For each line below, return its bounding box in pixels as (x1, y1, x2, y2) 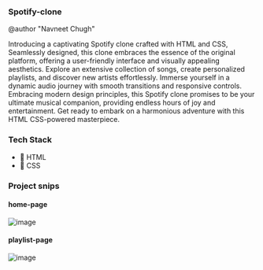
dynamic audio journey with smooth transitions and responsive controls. (8, 81, 243, 91)
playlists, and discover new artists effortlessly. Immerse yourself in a (8, 73, 230, 83)
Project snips (8, 180, 60, 191)
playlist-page (8, 235, 54, 245)
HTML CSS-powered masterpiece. (8, 115, 120, 124)
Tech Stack (8, 135, 53, 146)
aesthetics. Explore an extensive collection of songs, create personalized (8, 65, 246, 74)
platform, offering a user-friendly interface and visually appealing (8, 56, 220, 65)
